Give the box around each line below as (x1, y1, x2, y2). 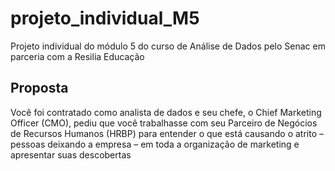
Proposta (10, 80, 69, 97)
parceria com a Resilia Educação (10, 50, 145, 62)
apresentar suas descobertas (10, 148, 132, 161)
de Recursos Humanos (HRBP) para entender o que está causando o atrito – (10, 127, 324, 139)
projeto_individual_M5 (10, 7, 200, 30)
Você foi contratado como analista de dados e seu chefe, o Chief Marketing (10, 106, 322, 118)
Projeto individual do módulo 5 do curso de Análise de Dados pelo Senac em (10, 40, 326, 52)
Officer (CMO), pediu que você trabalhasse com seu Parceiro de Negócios (10, 117, 318, 129)
